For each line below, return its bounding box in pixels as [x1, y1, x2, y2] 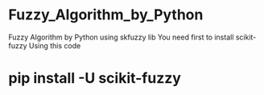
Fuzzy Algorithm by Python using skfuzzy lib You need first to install [8, 32, 234, 42]
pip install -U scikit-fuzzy [8, 69, 181, 88]
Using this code [28, 40, 81, 50]
